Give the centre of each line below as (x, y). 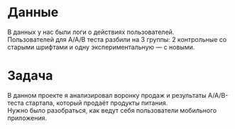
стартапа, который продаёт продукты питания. (97, 103)
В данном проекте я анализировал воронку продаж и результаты (107, 95)
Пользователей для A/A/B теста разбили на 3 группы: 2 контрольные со (117, 39)
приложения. (27, 118)
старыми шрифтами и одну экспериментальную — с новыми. (101, 47)
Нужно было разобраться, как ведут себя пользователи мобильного (112, 110)
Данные (33, 12)
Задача (30, 76)
